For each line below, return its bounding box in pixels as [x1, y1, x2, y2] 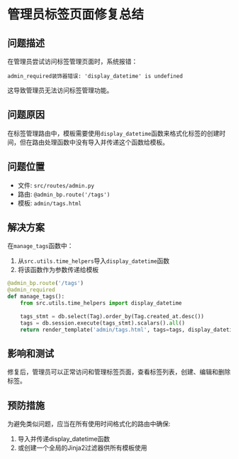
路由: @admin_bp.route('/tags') [17, 190, 110, 198]
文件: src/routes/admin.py [17, 180, 94, 189]
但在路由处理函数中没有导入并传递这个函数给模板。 [19, 138, 169, 146]
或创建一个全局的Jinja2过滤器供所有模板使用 [17, 443, 147, 452]
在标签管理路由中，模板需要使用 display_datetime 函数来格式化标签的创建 [7, 129, 220, 137]
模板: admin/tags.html [17, 198, 82, 207]
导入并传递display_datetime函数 [17, 435, 110, 443]
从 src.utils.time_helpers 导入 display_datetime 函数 [17, 256, 170, 265]
